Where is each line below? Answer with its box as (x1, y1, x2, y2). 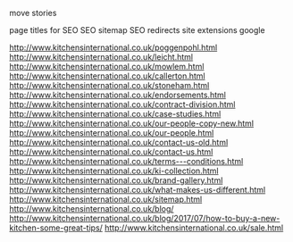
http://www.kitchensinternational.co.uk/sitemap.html (9, 194, 203, 204)
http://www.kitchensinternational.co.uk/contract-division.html (9, 99, 236, 110)
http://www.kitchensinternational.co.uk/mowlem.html (9, 62, 205, 71)
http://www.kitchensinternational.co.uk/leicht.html (9, 52, 194, 62)
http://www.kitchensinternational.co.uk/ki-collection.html (9, 165, 219, 176)
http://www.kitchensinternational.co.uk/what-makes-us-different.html (9, 185, 266, 195)
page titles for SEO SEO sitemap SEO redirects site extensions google (9, 25, 265, 35)
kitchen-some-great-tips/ (9, 222, 103, 233)
